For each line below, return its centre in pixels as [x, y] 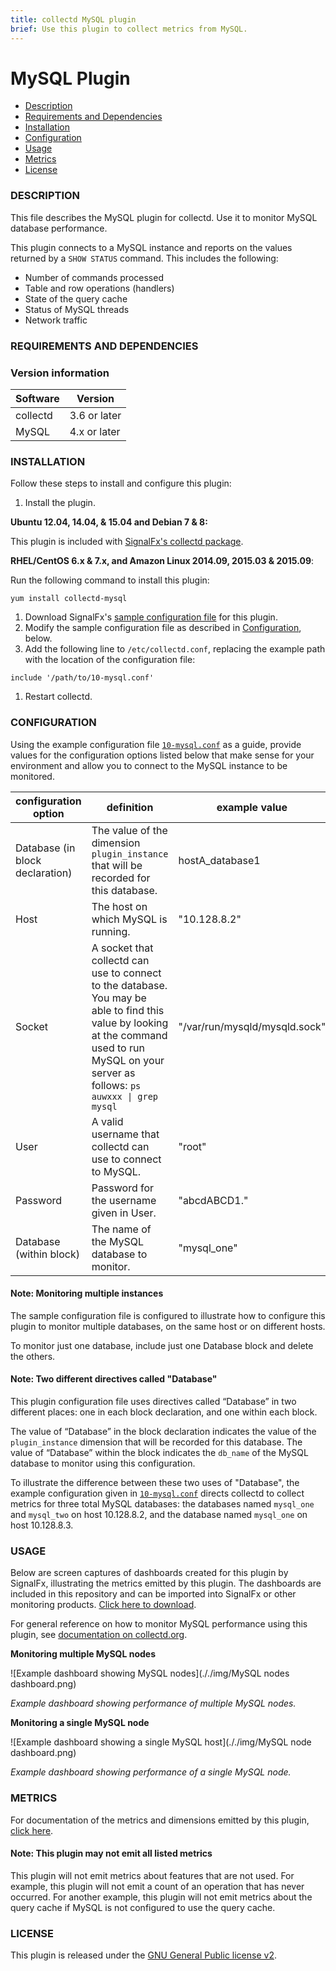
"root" [192, 1146]
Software [37, 398]
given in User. [124, 1213]
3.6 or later [95, 415]
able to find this [128, 1010]
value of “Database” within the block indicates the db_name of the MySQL [159, 1452]
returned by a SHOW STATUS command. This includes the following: [144, 258]
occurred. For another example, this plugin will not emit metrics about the [161, 1897]
